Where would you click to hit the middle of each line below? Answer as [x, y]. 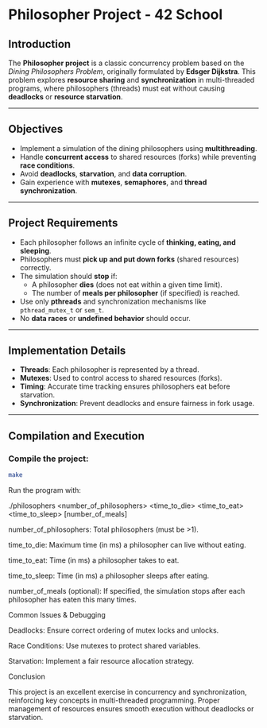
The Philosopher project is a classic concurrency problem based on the [126, 63]
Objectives [36, 129]
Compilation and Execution [76, 436]
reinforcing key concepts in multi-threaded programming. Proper [114, 700]
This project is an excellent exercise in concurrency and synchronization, [128, 692]
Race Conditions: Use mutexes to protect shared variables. [104, 646]
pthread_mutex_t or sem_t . [62, 310]
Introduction [40, 44]
